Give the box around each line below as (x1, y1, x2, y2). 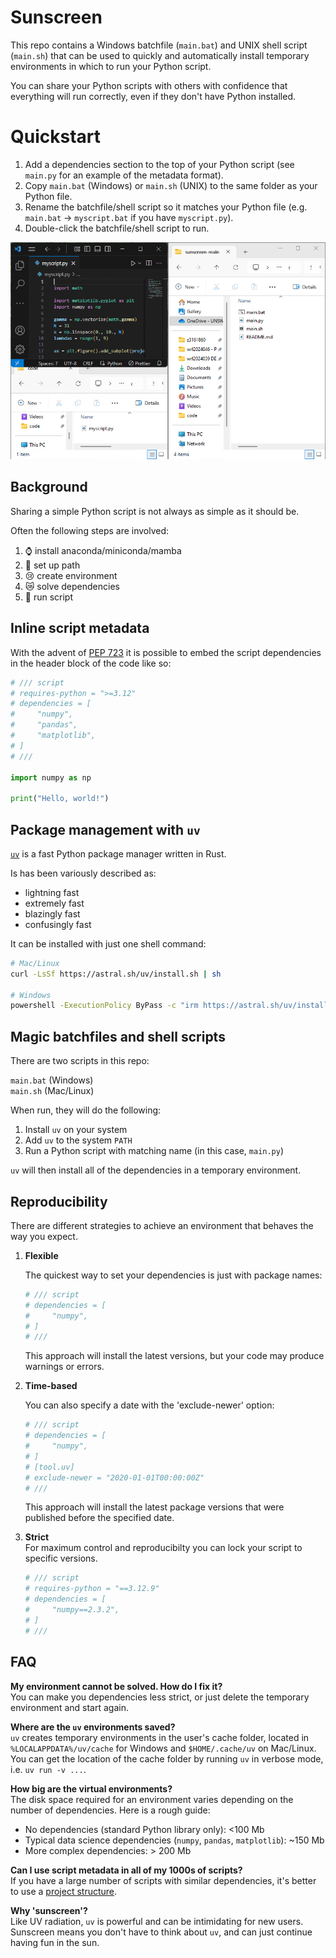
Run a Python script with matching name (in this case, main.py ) (24, 1145, 285, 1157)
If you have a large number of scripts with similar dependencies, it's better (10, 1874, 317, 1886)
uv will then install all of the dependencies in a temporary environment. (10, 1164, 302, 1176)
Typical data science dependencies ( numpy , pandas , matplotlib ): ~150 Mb (24, 1834, 325, 1846)
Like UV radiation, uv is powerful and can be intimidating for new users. (10, 1915, 304, 1927)
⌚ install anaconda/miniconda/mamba (24, 544, 182, 556)
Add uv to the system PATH (24, 1134, 133, 1146)
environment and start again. (10, 1701, 129, 1713)
